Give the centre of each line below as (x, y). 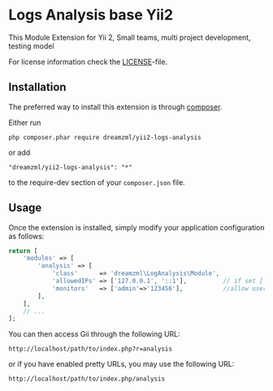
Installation (37, 87)
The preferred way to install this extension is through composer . (115, 106)
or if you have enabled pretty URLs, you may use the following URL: (121, 364)
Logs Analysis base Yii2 (91, 15)
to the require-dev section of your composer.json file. (97, 182)
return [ (23, 251)
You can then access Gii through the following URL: (94, 334)
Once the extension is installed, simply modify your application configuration (137, 227)
